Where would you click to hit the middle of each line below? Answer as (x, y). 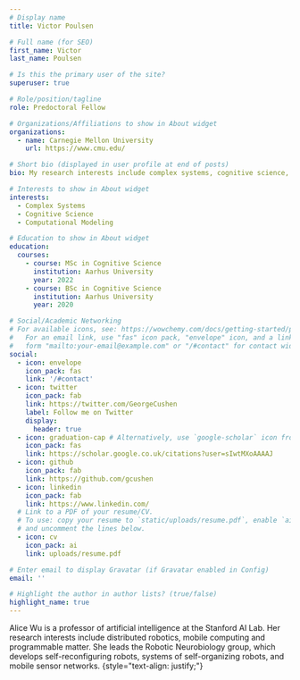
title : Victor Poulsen (51, 26)
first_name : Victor (46, 50)
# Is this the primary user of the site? (87, 75)
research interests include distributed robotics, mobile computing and (137, 637)
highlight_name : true (50, 603)
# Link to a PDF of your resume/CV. (85, 512)
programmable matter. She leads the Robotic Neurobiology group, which (142, 647)
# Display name (37, 17)
